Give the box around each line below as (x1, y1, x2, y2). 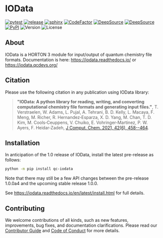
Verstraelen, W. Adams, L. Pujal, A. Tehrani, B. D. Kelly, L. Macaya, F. (17, 109, 155, 115)
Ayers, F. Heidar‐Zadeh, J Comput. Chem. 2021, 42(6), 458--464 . (17, 124, 149, 130)
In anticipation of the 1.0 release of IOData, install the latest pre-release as (5, 152, 154, 158)
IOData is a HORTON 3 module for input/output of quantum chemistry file (5, 51, 152, 57)
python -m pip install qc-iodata (5, 167, 73, 171)
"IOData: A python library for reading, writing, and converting (17, 98, 145, 104)
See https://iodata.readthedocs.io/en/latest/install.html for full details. (5, 190, 145, 196)
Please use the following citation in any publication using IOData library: (5, 89, 149, 95)
